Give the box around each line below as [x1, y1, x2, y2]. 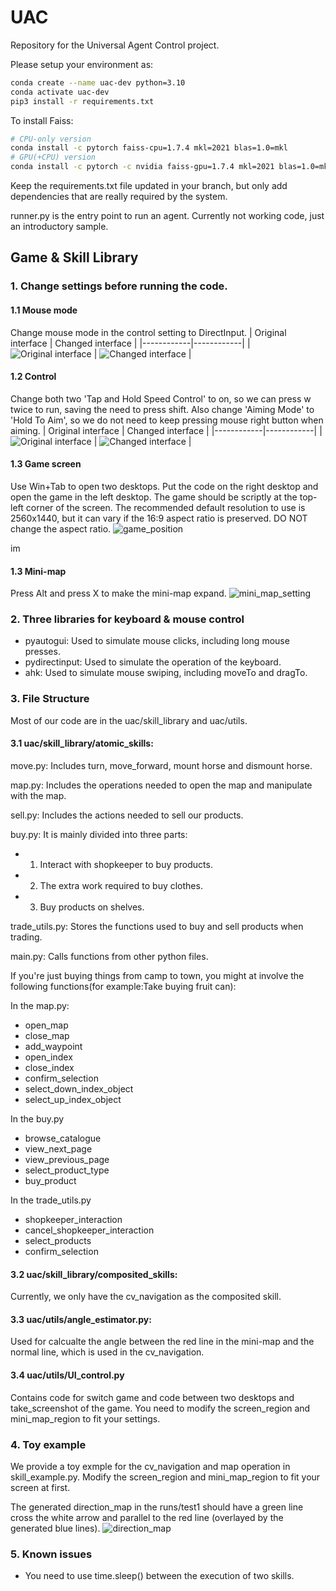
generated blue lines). [10, 1522, 101, 1534]
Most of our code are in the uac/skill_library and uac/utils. [10, 714, 248, 726]
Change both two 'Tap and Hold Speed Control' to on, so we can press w [10, 392, 312, 405]
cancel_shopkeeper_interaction [24, 1224, 155, 1236]
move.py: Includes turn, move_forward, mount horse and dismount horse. [10, 759, 313, 771]
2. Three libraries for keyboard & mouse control [10, 612, 245, 626]
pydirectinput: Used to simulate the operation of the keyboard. [24, 656, 282, 668]
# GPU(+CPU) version [10, 152, 97, 163]
